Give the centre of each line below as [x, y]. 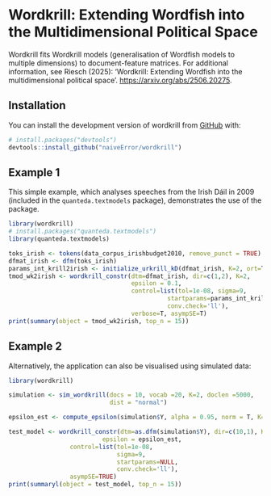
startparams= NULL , [148, 462]
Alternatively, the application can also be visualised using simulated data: [130, 366]
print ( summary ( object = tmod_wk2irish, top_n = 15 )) [99, 321]
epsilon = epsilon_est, [142, 439]
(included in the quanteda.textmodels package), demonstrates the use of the [135, 200]
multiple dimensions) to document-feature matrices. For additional [118, 63]
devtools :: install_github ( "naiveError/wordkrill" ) [95, 147]
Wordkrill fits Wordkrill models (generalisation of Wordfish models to [122, 54]
